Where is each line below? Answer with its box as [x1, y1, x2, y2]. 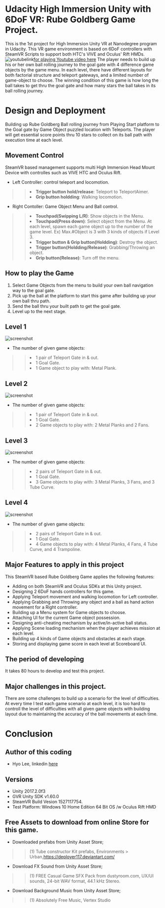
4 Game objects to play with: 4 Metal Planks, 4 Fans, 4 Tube [35, 541, 158, 547]
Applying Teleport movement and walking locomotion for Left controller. [12, 593, 159, 599]
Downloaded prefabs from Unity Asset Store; [12, 839, 104, 845]
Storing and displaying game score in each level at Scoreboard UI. [12, 641, 147, 647]
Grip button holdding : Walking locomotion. [35, 194, 123, 200]
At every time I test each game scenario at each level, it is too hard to [5, 701, 145, 707]
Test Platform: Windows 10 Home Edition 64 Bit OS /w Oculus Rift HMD [12, 804, 157, 810]
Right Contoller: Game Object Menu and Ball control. [12, 203, 119, 209]
